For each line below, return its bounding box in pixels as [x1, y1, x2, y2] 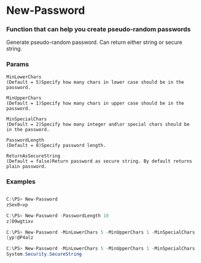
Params [6, 60, 29, 69]
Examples [6, 177, 36, 185]
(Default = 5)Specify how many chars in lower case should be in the [6, 79, 185, 85]
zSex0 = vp [6, 202, 28, 208]
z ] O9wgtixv [6, 218, 34, 224]
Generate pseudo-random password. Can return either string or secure [6, 39, 182, 46]
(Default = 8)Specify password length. [6, 142, 107, 148]
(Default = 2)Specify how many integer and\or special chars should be [6, 121, 190, 127]
